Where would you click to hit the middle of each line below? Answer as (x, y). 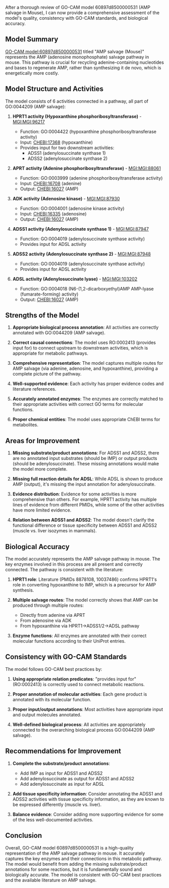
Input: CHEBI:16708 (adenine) (51, 183)
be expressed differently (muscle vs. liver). (57, 805)
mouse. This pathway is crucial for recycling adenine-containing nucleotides (84, 62)
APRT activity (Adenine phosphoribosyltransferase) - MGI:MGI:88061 (87, 168)
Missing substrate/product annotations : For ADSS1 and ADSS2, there (86, 453)
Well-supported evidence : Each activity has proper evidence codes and (88, 384)
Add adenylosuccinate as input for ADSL (62, 784)
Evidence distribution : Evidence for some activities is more (74, 494)
